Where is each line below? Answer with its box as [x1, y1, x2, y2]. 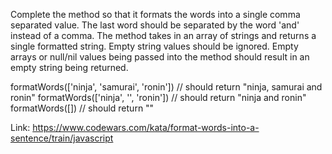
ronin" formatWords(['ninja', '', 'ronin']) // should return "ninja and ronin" [10, 92, 307, 103]
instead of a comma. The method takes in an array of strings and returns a [10, 30, 317, 41]
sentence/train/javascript [10, 132, 114, 144]
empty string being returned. [10, 62, 129, 73]
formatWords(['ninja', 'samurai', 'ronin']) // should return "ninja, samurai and [10, 81, 323, 93]
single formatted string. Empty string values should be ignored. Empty [10, 40, 299, 52]
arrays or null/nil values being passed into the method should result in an [10, 51, 310, 63]
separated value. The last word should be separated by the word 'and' [10, 19, 300, 31]
